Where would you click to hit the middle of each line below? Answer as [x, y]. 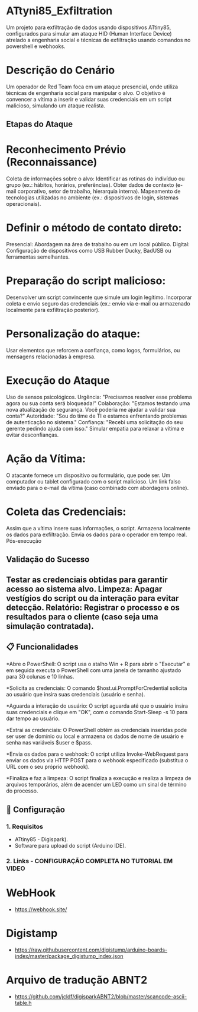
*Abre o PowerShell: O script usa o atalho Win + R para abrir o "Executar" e [98, 664]
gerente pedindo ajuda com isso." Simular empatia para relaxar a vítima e [95, 428]
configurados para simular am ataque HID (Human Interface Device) [89, 33]
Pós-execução [24, 540]
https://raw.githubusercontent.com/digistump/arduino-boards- [91, 950]
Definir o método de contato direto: [94, 228]
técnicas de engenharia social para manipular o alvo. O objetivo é [86, 93]
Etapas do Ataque [40, 124]
